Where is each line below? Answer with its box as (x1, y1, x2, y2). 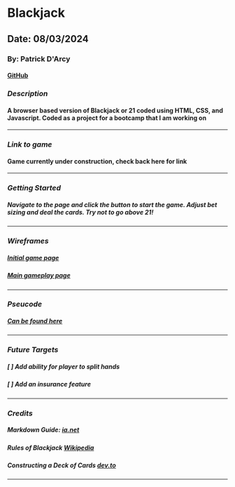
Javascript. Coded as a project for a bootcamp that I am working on (7, 114, 207, 122)
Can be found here (7, 317, 63, 326)
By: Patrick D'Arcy (7, 54, 71, 64)
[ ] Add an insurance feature (7, 380, 91, 389)
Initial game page (7, 253, 59, 262)
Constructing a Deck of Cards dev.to (7, 461, 117, 469)
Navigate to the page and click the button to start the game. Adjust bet (7, 200, 218, 208)
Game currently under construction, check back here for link (7, 156, 187, 166)
